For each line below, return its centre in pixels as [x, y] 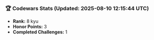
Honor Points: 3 [30, 27]
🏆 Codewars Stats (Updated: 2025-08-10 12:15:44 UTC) [77, 8]
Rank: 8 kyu [25, 21]
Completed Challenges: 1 [40, 32]
